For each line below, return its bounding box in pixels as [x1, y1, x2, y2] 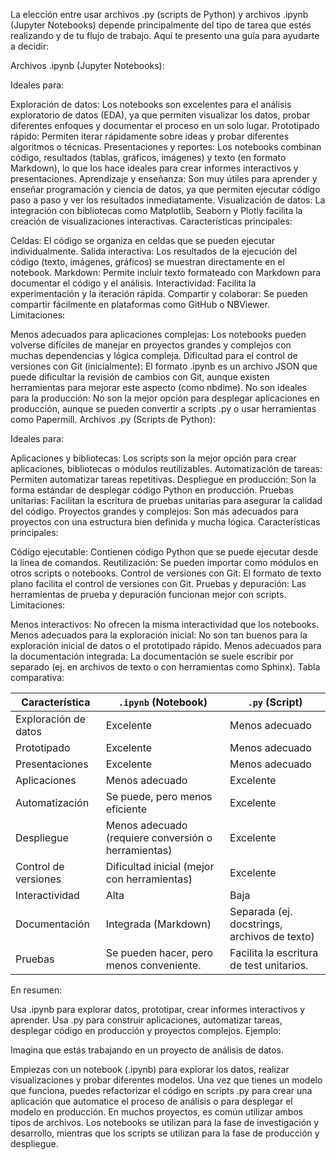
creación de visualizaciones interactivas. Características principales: [10, 215, 293, 227]
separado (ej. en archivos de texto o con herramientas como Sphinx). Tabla [10, 661, 321, 673]
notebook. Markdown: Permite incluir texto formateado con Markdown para [10, 267, 322, 278]
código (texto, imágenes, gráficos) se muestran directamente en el [10, 256, 285, 268]
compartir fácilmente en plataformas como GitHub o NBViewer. [10, 299, 270, 310]
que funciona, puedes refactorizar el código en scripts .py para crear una [10, 1085, 313, 1096]
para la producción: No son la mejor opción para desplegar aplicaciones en [10, 392, 320, 404]
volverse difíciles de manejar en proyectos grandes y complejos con [10, 339, 292, 351]
